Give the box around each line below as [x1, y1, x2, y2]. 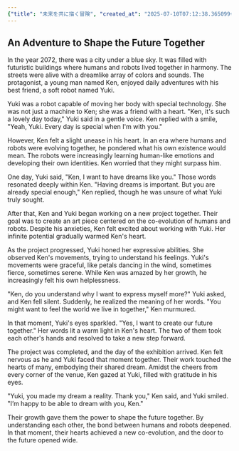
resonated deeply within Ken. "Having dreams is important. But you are [7, 180, 216, 189]
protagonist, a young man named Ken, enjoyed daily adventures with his [7, 78, 219, 87]
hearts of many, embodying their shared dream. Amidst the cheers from [7, 363, 218, 371]
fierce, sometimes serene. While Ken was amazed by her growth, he [7, 269, 208, 277]
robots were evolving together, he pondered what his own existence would [7, 144, 226, 152]
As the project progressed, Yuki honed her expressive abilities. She [7, 246, 204, 254]
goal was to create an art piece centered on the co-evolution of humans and [7, 217, 231, 225]
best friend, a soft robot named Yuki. [7, 86, 115, 95]
